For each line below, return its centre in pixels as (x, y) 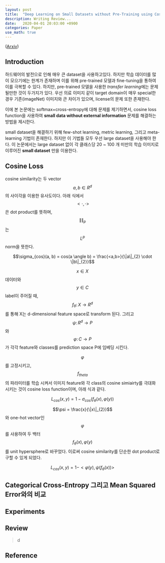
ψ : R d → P (82, 322)
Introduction (25, 62)
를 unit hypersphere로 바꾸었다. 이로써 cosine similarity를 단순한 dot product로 (82, 451)
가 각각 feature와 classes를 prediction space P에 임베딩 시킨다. (67, 347)
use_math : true (21, 32)
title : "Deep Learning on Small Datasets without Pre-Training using (79, 14)
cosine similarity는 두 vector (33, 179)
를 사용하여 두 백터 (23, 434)
